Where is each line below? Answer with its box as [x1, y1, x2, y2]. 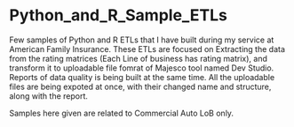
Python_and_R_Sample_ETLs [9, 5, 228, 26]
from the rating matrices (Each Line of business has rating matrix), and [9, 53, 268, 63]
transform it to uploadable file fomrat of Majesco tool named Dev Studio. [9, 63, 274, 73]
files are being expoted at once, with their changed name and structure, [9, 81, 272, 92]
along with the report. [9, 90, 89, 101]
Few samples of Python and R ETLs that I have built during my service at [9, 34, 274, 45]
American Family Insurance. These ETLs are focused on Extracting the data [9, 43, 286, 54]
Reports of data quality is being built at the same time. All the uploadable [9, 71, 275, 82]
